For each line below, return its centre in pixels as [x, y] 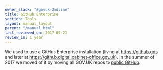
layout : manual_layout [28, 24]
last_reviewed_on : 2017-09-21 [36, 33]
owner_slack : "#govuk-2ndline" [37, 10]
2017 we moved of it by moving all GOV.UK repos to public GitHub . [73, 62]
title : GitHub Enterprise [32, 14]
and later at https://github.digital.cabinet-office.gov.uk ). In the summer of [80, 57]
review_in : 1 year [24, 38]
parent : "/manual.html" [30, 28]
